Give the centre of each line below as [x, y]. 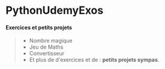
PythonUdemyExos [55, 10]
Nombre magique [51, 41]
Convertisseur [46, 53]
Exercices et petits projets [39, 27]
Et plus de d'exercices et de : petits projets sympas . [94, 60]
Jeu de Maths [46, 47]
